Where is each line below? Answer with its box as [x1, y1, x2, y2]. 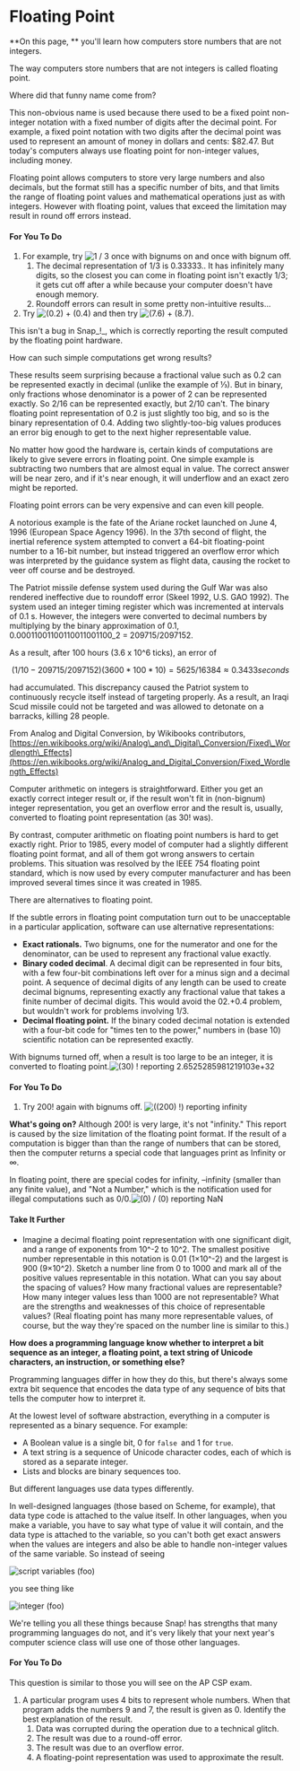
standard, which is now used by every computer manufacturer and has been [9, 868, 291, 878]
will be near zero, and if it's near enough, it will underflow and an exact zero [9, 473, 289, 484]
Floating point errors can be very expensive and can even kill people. [9, 500, 264, 510]
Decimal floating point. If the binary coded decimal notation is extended [21, 1016, 290, 1026]
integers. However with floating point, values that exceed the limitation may [9, 200, 287, 212]
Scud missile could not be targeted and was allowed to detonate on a [9, 702, 264, 712]
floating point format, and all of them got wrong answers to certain [9, 849, 255, 859]
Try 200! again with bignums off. [21, 1102, 143, 1112]
